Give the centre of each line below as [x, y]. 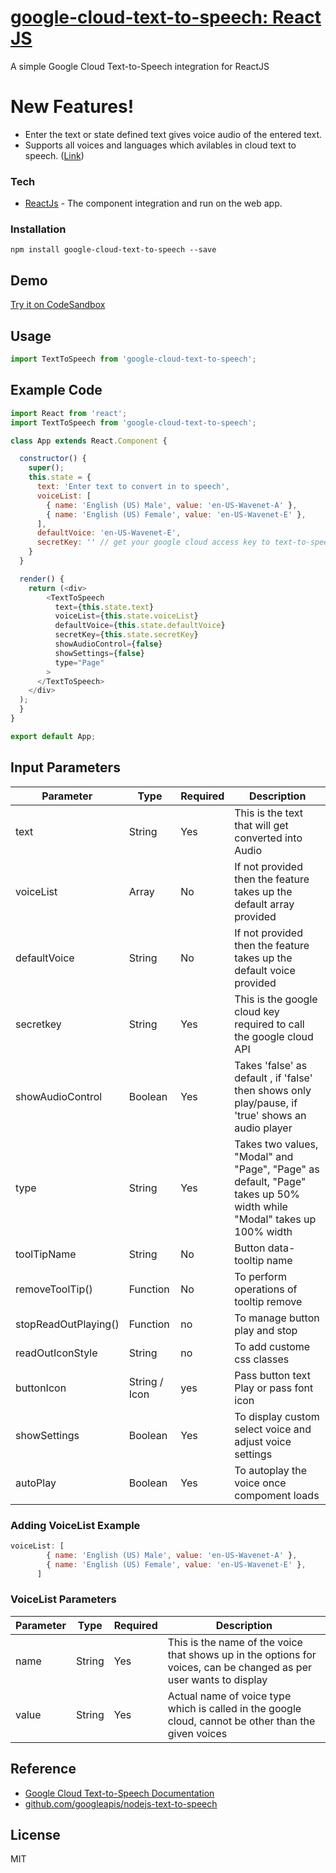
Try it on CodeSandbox [58, 305]
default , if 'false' [273, 1078]
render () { [42, 579]
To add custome [272, 1346]
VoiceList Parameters [63, 1599]
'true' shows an [270, 1115]
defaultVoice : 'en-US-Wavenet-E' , [109, 533]
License [35, 1834]
